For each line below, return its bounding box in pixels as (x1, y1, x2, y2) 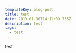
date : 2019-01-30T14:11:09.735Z (5, 16, 71, 21)
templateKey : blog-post (5, 7, 54, 12)
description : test (5, 21, 43, 26)
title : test (5, 12, 29, 17)
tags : (5, 26, 16, 30)
